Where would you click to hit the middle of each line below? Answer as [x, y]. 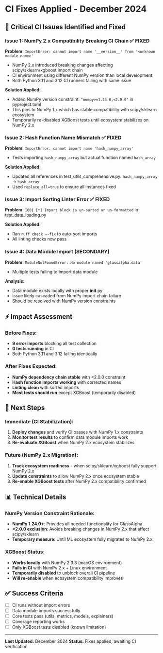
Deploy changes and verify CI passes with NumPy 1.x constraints [77, 432]
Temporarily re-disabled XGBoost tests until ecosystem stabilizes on [80, 120]
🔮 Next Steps [25, 408]
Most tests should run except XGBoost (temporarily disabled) [74, 393]
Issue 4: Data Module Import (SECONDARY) [57, 252]
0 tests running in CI [33, 349]
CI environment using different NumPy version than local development [82, 75]
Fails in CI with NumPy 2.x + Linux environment [59, 567]
